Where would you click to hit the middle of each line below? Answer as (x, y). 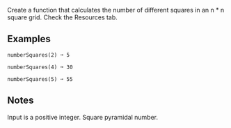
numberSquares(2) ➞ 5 (39, 55)
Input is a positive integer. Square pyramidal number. (83, 117)
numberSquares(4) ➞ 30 (40, 67)
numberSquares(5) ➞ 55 (40, 79)
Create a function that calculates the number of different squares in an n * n (116, 10)
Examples (29, 39)
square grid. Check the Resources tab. (63, 17)
